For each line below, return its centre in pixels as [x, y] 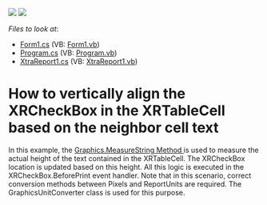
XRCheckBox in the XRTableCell [117, 111]
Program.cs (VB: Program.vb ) [68, 53]
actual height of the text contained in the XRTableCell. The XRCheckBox [127, 158]
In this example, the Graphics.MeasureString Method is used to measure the [133, 150]
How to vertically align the [97, 94]
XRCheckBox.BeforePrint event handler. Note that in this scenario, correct [130, 175]
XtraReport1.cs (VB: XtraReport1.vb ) [79, 61]
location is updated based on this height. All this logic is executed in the [126, 167]
